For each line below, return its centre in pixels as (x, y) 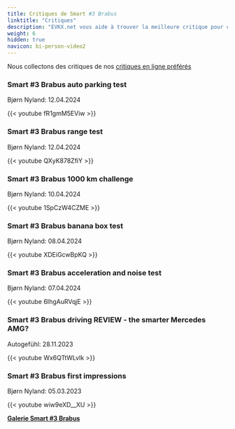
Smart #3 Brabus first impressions (67, 376)
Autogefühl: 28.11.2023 (40, 344)
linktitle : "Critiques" (42, 20)
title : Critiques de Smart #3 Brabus (62, 14)
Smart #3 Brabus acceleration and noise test (85, 273)
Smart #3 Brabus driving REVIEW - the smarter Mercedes (107, 320)
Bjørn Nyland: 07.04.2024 (44, 288)
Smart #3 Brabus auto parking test (67, 84)
